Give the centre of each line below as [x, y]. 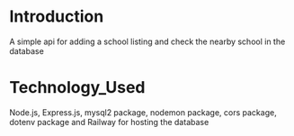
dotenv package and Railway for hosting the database [109, 122]
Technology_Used [77, 88]
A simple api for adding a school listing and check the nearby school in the [147, 41]
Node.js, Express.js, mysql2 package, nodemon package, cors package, [143, 112]
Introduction [57, 17]
